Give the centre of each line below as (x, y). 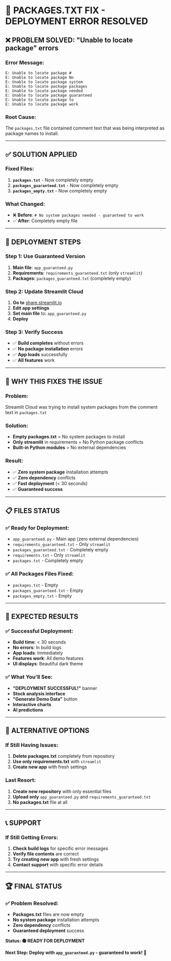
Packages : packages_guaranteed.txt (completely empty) (72, 278)
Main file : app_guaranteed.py (43, 268)
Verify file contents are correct (46, 854)
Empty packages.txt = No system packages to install (69, 437)
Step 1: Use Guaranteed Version (45, 256)
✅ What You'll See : (29, 677)
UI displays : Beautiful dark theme (48, 664)
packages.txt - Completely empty (48, 560)
